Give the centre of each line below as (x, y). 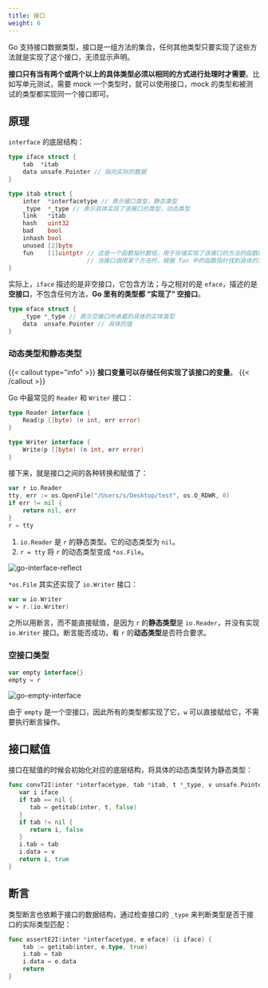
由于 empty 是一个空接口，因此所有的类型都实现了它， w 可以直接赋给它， (127, 712)
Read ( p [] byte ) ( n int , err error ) (82, 421)
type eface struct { (43, 309)
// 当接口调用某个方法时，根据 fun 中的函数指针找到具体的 (172, 260)
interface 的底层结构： (47, 142)
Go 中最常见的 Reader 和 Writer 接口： (71, 398)
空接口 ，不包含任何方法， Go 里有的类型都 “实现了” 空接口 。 (107, 294)
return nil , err (50, 511)
